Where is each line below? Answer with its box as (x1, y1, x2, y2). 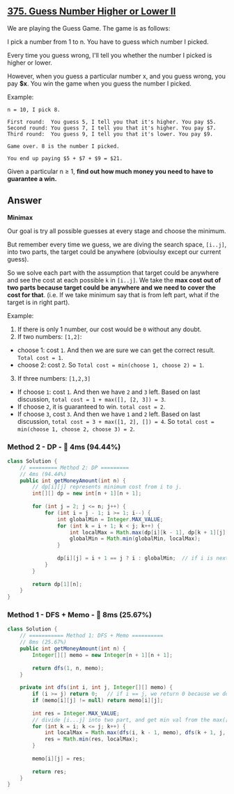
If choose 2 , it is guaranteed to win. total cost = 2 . (17, 402, 166, 411)
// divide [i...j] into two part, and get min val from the (32, 716, 210, 723)
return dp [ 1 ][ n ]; (32, 580, 82, 587)
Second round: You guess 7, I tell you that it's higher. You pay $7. (7, 125, 217, 132)
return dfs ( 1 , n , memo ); (32, 665, 104, 672)
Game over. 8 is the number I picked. (7, 143, 120, 150)
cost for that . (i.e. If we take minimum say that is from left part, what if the (7, 290, 219, 299)
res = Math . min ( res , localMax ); (44, 736, 139, 743)
